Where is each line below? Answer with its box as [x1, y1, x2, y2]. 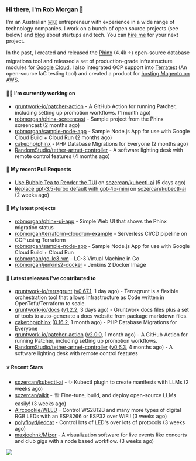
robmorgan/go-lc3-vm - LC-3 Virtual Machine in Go [14, 254, 139, 262]
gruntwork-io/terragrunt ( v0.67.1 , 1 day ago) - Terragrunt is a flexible [14, 288, 178, 295]
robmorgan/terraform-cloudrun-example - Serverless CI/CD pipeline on [14, 230, 187, 237]
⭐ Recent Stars [6, 363, 43, 370]
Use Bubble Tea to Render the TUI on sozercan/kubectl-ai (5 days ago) [14, 178, 186, 186]
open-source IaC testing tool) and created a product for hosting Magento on [6, 70, 190, 77]
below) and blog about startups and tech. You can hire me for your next [6, 32, 178, 39]
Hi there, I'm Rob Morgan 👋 [6, 5, 84, 13]
